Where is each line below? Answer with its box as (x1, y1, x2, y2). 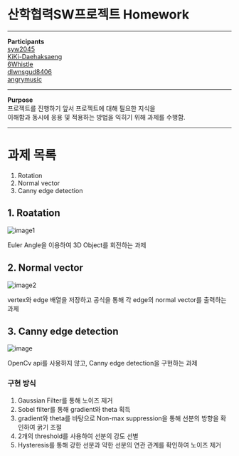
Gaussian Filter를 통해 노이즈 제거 (17, 396, 113, 405)
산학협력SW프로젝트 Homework (7, 6, 190, 23)
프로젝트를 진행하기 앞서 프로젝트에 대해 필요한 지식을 (7, 104, 156, 113)
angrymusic (7, 75, 43, 83)
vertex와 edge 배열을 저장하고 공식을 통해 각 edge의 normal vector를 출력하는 (7, 295, 227, 304)
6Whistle (7, 60, 33, 68)
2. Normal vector (7, 261, 84, 274)
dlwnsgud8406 (7, 67, 52, 76)
